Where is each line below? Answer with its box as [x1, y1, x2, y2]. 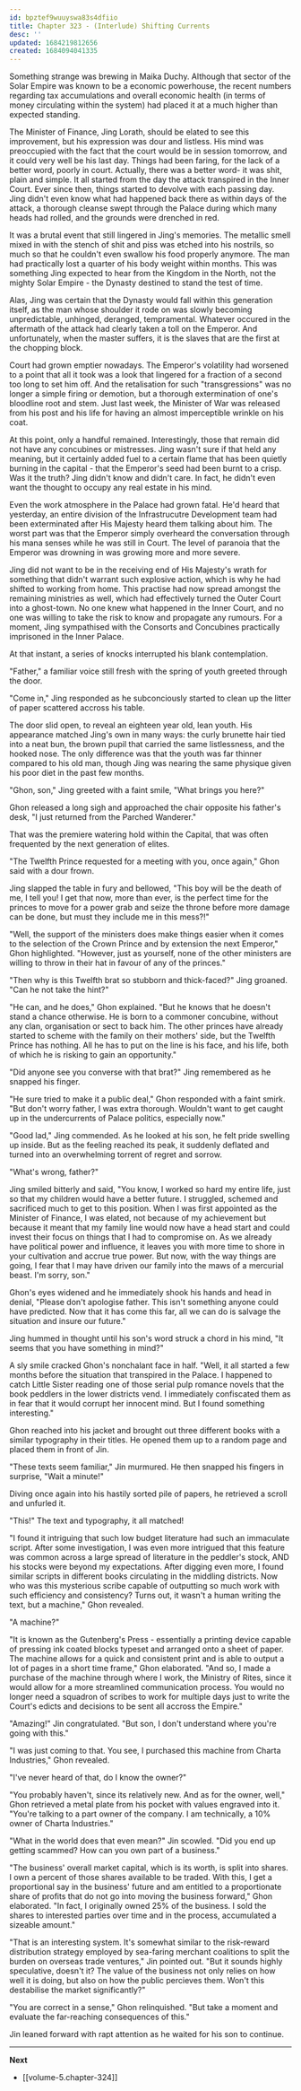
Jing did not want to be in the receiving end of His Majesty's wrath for [9, 564, 267, 575]
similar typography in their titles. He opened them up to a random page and [9, 1434, 288, 1445]
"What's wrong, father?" [9, 1167, 99, 1178]
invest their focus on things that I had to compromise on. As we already [9, 1232, 272, 1242]
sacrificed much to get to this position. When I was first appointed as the [9, 1203, 278, 1214]
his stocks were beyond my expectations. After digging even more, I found [9, 1562, 284, 1573]
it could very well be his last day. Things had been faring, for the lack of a [9, 155, 280, 166]
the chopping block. [9, 343, 83, 353]
